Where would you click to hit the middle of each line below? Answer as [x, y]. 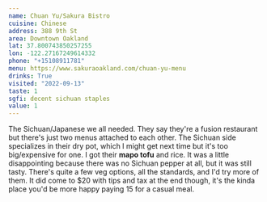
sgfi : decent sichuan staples [59, 99]
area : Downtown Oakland [49, 38]
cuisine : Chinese [38, 23]
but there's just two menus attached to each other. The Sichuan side [122, 137]
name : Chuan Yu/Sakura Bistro [59, 16]
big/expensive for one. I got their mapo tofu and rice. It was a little [119, 155]
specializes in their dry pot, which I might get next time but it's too [119, 146]
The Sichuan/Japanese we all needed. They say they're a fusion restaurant [133, 129]
